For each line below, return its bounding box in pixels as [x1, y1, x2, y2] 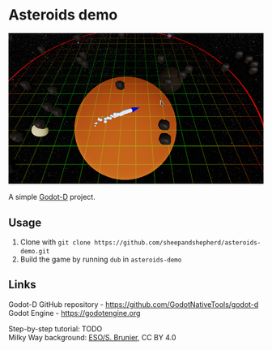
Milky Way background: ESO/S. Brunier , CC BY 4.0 [8, 332, 176, 342]
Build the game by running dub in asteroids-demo [19, 254, 182, 264]
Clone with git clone [19, 237, 91, 247]
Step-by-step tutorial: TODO [8, 323, 103, 334]
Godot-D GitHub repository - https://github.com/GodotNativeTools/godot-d [8, 299, 259, 309]
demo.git [19, 247, 50, 255]
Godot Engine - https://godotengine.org [8, 308, 141, 318]
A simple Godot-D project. [8, 192, 96, 202]
